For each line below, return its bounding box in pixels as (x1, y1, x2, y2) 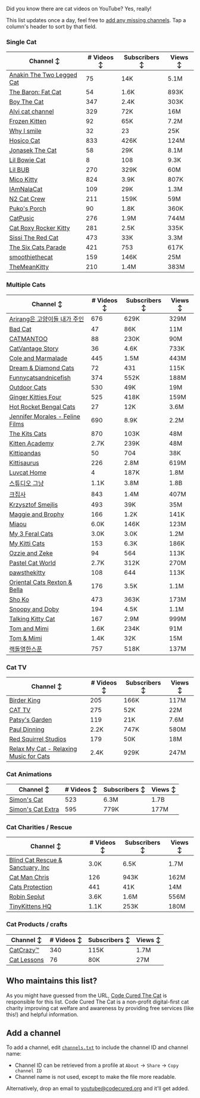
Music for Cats (9, 752, 51, 760)
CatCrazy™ (9, 946, 40, 954)
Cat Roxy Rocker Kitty (9, 224, 70, 232)
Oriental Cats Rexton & (9, 578, 73, 586)
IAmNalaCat (9, 185, 43, 194)
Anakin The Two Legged (9, 71, 77, 79)
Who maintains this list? (6, 976, 98, 986)
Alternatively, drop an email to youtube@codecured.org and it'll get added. (6, 1085, 189, 1092)
